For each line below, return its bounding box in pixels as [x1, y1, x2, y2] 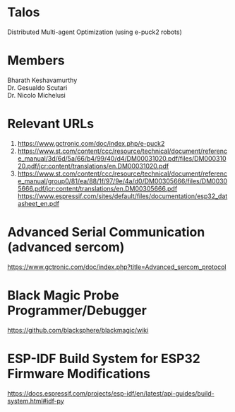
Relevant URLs [7, 116, 94, 132]
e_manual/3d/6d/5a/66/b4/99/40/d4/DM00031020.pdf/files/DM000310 [17, 154, 227, 163]
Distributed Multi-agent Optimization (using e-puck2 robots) [7, 28, 182, 36]
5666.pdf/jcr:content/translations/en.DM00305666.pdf [17, 184, 178, 193]
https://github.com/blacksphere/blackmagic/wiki [7, 326, 149, 334]
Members [7, 52, 65, 69]
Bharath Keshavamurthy [7, 76, 78, 84]
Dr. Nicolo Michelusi [7, 91, 66, 99]
